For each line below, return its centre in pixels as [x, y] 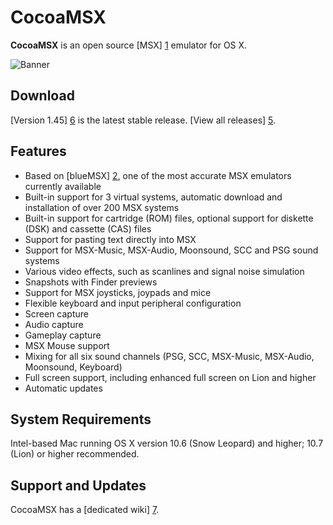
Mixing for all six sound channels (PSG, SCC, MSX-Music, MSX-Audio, [169, 356]
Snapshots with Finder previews [91, 282]
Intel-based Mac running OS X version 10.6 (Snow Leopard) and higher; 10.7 [167, 443]
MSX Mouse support [67, 345]
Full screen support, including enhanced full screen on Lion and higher [170, 377]
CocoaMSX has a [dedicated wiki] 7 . [85, 510]
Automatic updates [63, 388]
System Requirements [81, 419]
